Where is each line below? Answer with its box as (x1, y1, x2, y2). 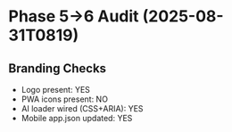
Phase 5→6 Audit (8, 6, 139, 27)
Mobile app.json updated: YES (21, 113, 133, 123)
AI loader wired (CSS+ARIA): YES (21, 103, 144, 113)
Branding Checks (8, 61, 107, 76)
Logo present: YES (21, 85, 91, 95)
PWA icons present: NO (21, 94, 109, 104)
